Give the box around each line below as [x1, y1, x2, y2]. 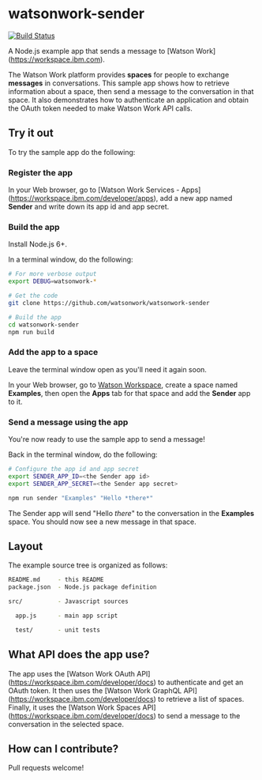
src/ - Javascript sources [8, 597, 129, 605]
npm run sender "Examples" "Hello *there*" [8, 494, 154, 502]
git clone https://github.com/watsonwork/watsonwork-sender [8, 299, 211, 307]
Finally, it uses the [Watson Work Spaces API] [8, 703, 156, 712]
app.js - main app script [15, 612, 118, 620]
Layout [8, 539, 43, 553]
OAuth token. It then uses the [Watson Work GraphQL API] [8, 685, 197, 695]
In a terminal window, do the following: [8, 254, 133, 265]
